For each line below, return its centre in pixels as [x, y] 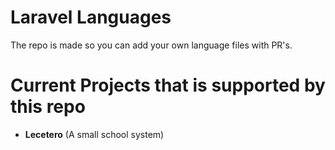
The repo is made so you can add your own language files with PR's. [151, 45]
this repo [48, 107]
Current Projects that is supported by [168, 85]
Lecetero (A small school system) [94, 134]
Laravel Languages [91, 17]
